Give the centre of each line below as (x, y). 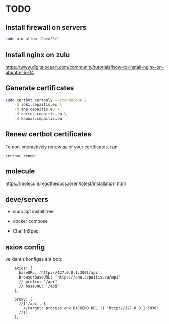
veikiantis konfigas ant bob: (34, 259)
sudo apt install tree (33, 212)
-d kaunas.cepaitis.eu (38, 119)
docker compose (30, 221)
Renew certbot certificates (48, 134)
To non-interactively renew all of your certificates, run (61, 147)
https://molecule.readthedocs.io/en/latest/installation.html (66, 183)
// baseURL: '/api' (39, 286)
